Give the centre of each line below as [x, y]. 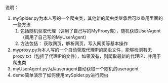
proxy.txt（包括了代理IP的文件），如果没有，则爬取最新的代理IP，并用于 [87, 56]
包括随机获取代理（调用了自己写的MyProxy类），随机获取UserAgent [90, 31]
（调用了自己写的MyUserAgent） [55, 37]
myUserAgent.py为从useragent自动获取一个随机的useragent [75, 69]
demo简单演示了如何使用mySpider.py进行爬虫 [60, 75]
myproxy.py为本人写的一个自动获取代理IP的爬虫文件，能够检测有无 [82, 50]
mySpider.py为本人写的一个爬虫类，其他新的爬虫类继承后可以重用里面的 [88, 18]
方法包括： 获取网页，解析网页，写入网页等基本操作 [74, 44]
